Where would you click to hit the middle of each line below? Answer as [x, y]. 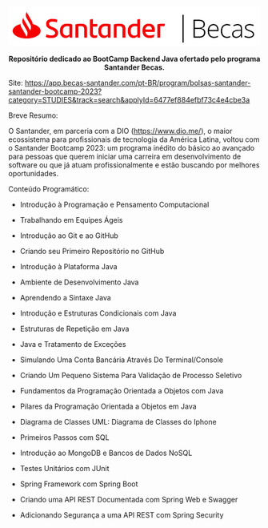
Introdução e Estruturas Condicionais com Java [98, 313]
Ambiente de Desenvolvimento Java [79, 282]
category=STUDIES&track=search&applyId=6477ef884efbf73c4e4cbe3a [129, 99]
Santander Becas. [134, 67]
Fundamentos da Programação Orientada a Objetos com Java [122, 390]
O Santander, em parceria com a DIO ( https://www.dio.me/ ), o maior [120, 131]
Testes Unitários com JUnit [64, 468]
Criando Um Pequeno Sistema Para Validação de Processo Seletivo [131, 375]
